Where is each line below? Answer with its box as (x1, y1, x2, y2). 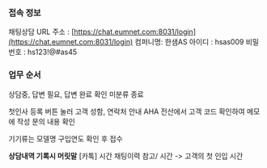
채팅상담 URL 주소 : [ (8, 27, 74, 37)
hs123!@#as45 (27, 47, 78, 57)
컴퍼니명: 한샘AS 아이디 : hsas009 (134, 37, 244, 47)
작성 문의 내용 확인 (16, 116, 75, 126)
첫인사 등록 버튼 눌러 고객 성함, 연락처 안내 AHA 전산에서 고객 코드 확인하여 (8, 107, 245, 116)
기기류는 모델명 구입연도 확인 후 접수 (8, 133, 123, 143)
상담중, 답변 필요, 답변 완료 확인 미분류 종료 (8, 89, 144, 99)
